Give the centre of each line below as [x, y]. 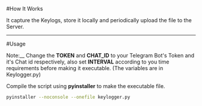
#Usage [16, 44]
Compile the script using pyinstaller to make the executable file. [86, 86]
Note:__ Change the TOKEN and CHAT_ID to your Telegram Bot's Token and [100, 55]
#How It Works [25, 9]
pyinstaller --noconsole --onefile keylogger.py [68, 97]
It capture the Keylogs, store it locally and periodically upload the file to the [99, 20]
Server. [15, 27]
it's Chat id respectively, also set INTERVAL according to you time [88, 62]
